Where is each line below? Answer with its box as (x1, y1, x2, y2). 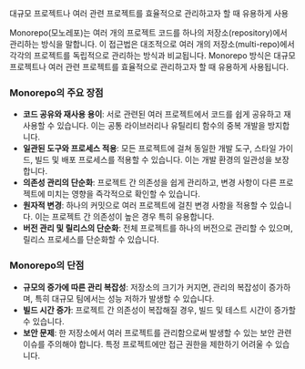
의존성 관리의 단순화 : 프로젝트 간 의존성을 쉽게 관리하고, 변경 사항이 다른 (22, 177, 278, 189)
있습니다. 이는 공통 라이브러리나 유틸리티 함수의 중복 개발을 (56, 120, 266, 131)
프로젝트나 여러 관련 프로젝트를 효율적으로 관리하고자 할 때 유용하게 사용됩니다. (9, 62, 290, 72)
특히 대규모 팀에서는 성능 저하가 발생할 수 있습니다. (35, 292, 215, 303)
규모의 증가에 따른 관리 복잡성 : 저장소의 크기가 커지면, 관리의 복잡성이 (22, 282, 267, 292)
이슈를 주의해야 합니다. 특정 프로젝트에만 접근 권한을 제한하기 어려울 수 (22, 338, 273, 349)
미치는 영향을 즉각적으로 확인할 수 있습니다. (46, 189, 200, 200)
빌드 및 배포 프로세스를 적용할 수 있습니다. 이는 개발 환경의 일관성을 (35, 154, 273, 166)
